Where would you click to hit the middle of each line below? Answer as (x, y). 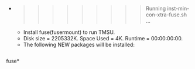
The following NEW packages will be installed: (79, 44)
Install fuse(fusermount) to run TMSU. (69, 32)
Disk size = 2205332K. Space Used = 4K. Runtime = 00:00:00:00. (103, 38)
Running (156, 8)
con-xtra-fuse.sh (166, 15)
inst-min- (178, 8)
